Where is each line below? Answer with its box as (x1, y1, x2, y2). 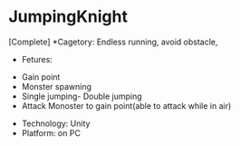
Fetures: (21, 54, 53, 64)
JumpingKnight (8, 6, 129, 27)
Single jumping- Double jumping (21, 91, 142, 102)
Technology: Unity (21, 118, 91, 129)
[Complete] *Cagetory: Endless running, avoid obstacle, (8, 36, 218, 47)
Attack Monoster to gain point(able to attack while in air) (21, 100, 232, 111)
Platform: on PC (21, 127, 81, 138)
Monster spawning (21, 81, 92, 92)
